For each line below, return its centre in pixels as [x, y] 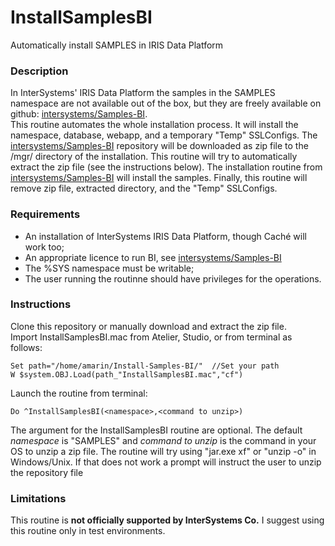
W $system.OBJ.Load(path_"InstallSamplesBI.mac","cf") [127, 374]
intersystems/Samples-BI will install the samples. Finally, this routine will [159, 178]
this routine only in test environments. [88, 531]
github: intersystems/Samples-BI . [79, 114]
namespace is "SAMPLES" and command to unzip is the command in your [163, 440]
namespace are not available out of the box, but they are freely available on [166, 103]
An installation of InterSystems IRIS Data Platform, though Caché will [165, 236]
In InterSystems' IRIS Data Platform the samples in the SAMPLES [143, 93]
